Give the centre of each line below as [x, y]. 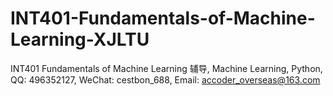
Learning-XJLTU [80, 39]
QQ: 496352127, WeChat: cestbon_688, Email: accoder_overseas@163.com [165, 79]
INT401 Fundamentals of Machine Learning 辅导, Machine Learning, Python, [166, 68]
